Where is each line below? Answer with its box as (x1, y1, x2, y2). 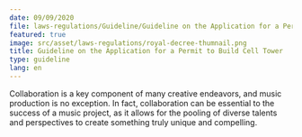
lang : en (9, 64, 42, 73)
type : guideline (9, 55, 70, 64)
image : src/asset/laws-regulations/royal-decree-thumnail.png (9, 38, 247, 48)
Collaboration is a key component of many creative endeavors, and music (9, 87, 282, 99)
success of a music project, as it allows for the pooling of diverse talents (9, 107, 278, 118)
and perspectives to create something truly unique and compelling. (9, 116, 258, 127)
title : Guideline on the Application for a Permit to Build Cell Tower (9, 47, 283, 56)
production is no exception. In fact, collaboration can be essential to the (9, 97, 275, 108)
